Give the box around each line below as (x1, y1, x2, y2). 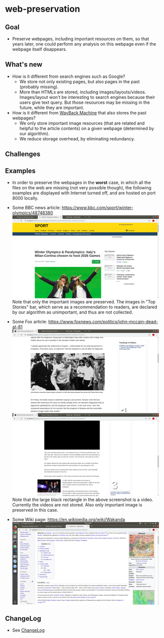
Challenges (5, 150, 41, 159)
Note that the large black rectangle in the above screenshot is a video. (12, 497, 154, 502)
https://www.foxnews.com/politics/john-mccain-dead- (48, 319, 158, 325)
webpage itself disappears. (12, 46, 67, 52)
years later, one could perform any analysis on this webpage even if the (12, 41, 156, 47)
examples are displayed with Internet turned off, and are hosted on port (12, 190, 156, 196)
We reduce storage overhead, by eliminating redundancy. (19, 136, 135, 141)
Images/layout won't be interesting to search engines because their (19, 94, 155, 100)
